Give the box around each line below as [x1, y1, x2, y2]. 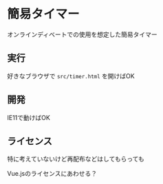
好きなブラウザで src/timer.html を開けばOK [7, 71, 135, 80]
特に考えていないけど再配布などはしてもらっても [7, 155, 144, 163]
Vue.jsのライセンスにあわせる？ [7, 170, 98, 178]
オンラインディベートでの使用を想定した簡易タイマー [7, 30, 158, 38]
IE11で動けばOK [7, 113, 50, 122]
